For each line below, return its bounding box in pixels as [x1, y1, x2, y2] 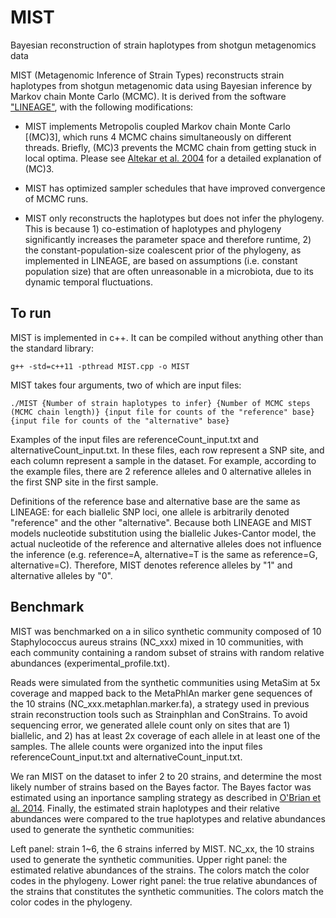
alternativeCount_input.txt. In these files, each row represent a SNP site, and [10, 444, 325, 456]
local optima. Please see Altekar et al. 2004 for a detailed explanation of [24, 152, 322, 164]
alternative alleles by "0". [10, 569, 113, 581]
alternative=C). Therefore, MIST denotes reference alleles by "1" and [10, 559, 293, 571]
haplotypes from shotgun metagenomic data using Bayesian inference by [10, 79, 313, 91]
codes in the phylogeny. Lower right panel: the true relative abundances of [10, 874, 318, 886]
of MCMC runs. [24, 192, 89, 205]
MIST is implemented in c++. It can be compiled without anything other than [10, 331, 324, 343]
